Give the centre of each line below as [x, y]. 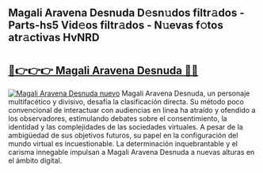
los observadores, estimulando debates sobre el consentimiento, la [118, 118]
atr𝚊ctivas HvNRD [54, 38]
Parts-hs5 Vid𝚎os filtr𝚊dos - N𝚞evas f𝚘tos [116, 26]
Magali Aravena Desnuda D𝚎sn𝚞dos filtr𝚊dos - [126, 13]
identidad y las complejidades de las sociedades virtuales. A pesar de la [126, 127]
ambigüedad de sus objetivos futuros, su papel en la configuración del [123, 135]
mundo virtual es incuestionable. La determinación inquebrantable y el [123, 144]
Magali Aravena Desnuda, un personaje [186, 93]
